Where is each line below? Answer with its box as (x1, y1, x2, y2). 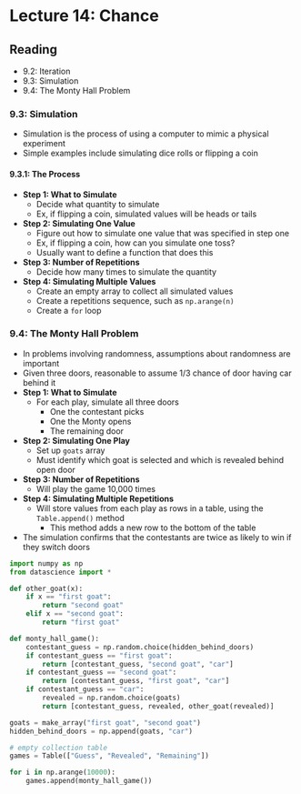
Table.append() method (35, 512, 125, 523)
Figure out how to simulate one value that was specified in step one (35, 227, 289, 238)
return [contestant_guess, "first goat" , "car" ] (42, 677, 230, 686)
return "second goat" (42, 601, 125, 610)
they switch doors (22, 541, 91, 552)
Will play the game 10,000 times (35, 483, 156, 494)
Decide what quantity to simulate (35, 198, 160, 209)
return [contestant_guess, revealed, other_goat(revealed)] (42, 701, 275, 710)
